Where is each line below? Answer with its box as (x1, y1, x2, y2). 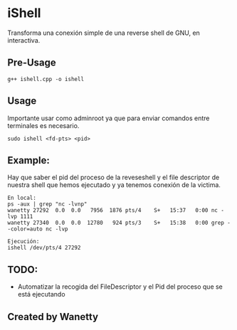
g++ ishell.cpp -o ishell (7, 75, 84, 82)
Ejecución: (7, 238, 40, 245)
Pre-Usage (7, 57, 57, 69)
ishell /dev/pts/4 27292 (7, 244, 81, 252)
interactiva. (7, 36, 41, 44)
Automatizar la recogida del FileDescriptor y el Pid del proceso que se (17, 282, 223, 291)
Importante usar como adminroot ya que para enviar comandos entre (7, 114, 210, 122)
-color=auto (7, 225, 43, 233)
